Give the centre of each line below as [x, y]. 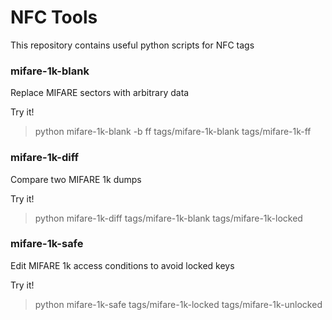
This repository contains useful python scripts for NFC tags [132, 45]
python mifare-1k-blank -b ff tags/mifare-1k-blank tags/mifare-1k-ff [173, 132]
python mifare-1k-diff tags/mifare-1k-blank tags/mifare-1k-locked [168, 218]
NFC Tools [54, 17]
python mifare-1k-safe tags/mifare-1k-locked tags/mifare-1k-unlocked [178, 304]
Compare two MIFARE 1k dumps [76, 179]
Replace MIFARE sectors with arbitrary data [100, 93]
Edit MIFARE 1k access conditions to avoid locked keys [122, 265]
